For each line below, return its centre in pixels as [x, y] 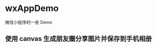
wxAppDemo [32, 8]
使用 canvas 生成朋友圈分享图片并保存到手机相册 [78, 39]
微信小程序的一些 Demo [29, 22]
